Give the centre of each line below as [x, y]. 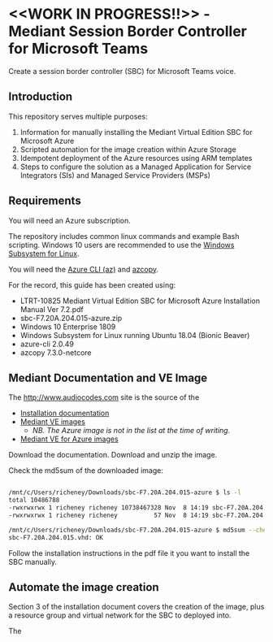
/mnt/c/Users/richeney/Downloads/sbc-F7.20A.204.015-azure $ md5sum [127, 530]
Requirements [45, 201]
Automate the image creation [84, 587]
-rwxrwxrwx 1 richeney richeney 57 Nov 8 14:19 [108, 515]
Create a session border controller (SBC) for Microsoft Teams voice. [122, 71]
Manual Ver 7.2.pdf [52, 309]
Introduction [41, 97]
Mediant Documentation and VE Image [108, 377]
